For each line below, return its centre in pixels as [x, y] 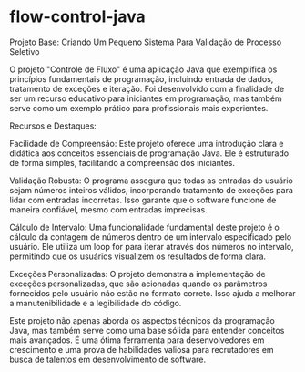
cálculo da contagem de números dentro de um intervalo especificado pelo [151, 237]
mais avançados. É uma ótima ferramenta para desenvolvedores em [137, 340]
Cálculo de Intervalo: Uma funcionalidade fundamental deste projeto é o [144, 227]
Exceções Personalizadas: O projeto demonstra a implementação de [137, 274]
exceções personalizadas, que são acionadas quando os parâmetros [138, 284]
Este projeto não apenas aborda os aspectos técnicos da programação [142, 320]
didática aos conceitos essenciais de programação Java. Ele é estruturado [149, 153]
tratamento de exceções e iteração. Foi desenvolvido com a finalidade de [147, 88]
